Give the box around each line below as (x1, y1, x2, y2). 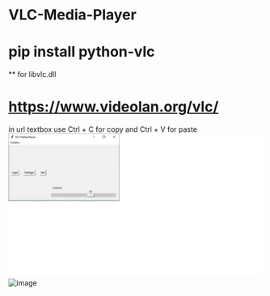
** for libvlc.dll (8, 70, 57, 79)
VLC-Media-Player (8, 6, 137, 24)
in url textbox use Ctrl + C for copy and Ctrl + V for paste (8, 125, 198, 134)
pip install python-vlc (8, 43, 155, 61)
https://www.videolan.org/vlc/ (8, 98, 219, 116)
